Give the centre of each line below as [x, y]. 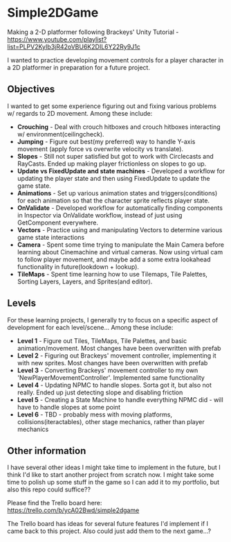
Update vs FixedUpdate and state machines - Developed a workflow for [121, 171]
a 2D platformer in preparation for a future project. [79, 67]
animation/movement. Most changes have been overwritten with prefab [119, 348]
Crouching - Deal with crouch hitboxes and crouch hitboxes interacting [119, 127]
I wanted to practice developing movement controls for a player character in [115, 60]
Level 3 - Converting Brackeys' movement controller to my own [108, 370]
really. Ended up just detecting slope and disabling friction [100, 392]
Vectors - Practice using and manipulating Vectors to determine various [120, 229]
